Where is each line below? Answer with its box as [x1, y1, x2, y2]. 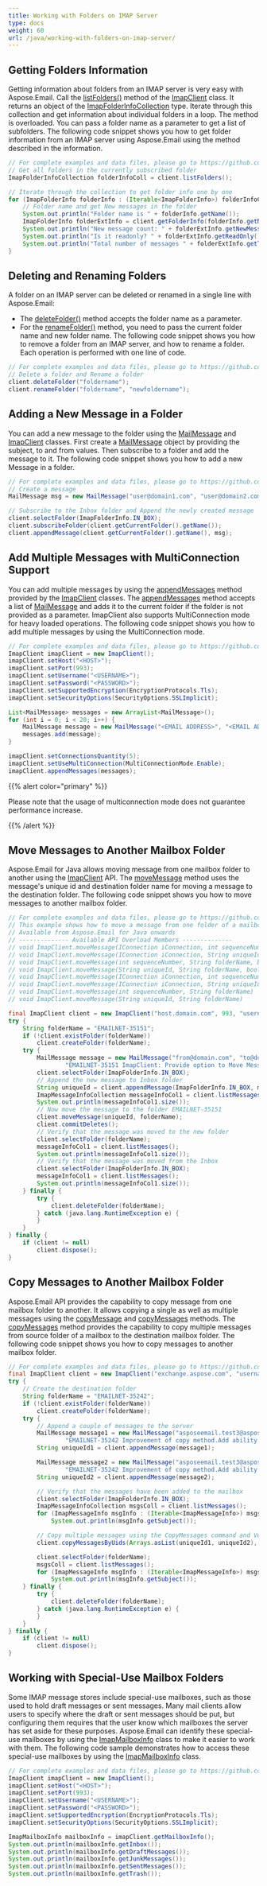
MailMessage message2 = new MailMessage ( [37, 1458, 176, 1466]
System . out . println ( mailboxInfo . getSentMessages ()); [8, 1862, 187, 1871]
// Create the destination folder [22, 1385, 137, 1393]
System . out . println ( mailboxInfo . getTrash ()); [8, 1870, 161, 1878]
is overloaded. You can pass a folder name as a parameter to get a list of [8, 118, 246, 128]
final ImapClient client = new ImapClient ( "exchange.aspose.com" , [8, 1370, 233, 1378]
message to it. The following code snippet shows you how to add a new [8, 454, 243, 464]
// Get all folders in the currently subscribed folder [8, 166, 197, 174]
